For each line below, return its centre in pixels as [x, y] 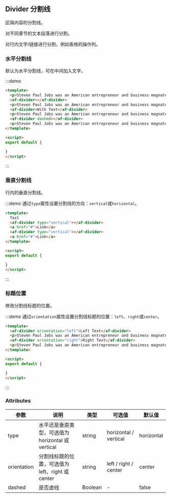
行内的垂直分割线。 [25, 192]
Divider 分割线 [28, 9]
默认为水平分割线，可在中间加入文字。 [45, 71]
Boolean [92, 487]
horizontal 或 [54, 440]
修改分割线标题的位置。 [30, 305]
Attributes [18, 401]
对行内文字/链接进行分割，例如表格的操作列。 [53, 44]
